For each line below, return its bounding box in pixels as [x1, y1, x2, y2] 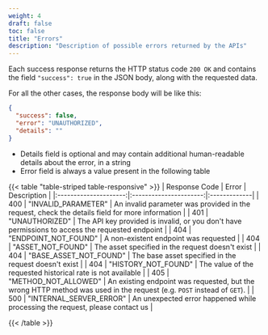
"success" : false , [15, 112, 78, 120]
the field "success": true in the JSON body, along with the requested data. [8, 73, 258, 83]
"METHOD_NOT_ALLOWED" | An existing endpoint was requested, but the [8, 276, 255, 286]
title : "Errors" [8, 34, 63, 43]
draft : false [8, 19, 52, 28]
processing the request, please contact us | [8, 302, 153, 312]
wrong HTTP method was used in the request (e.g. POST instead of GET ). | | [8, 285, 254, 295]
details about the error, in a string [19, 157, 132, 167]
